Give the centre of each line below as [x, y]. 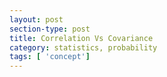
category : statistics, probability [83, 47]
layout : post [36, 19]
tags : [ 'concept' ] [50, 57]
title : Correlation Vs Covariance [81, 38]
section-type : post [50, 29]
